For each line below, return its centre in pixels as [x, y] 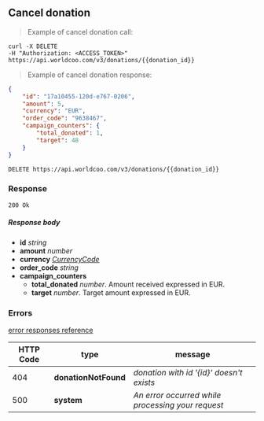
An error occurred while [177, 395]
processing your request [178, 405]
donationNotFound [90, 378]
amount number [46, 250]
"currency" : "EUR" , [54, 111]
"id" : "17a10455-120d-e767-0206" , [79, 96]
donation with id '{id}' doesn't [188, 373]
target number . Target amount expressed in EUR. [111, 292]
